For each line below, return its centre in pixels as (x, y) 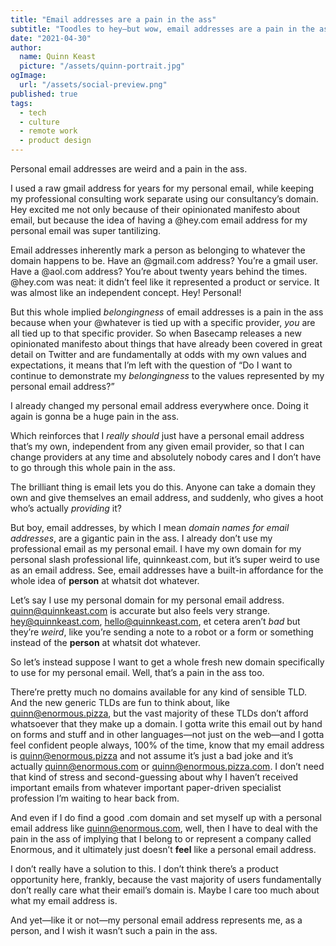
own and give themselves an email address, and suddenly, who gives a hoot (167, 497)
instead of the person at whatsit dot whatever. (105, 642)
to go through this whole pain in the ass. (93, 467)
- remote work (48, 131)
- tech (33, 112)
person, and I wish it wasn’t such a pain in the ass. (114, 930)
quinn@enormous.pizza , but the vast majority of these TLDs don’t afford (159, 713)
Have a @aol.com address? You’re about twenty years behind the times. (159, 271)
